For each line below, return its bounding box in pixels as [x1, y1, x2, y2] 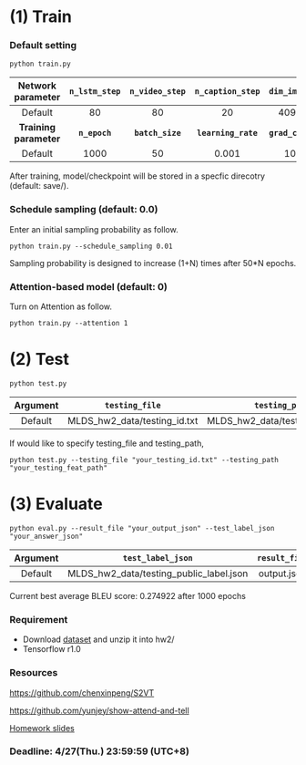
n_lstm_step [69, 87, 121, 97]
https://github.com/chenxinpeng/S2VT [9, 687, 155, 698]
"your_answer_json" [9, 532, 84, 541]
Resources [9, 667, 58, 679]
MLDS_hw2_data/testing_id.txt [67, 415, 199, 428]
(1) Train [9, 6, 73, 27]
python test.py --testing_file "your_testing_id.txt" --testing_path [9, 456, 280, 465]
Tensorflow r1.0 [22, 644, 82, 655]
